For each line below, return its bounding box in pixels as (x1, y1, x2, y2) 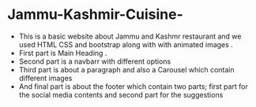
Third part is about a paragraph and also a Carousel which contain (18, 65, 235, 74)
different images (18, 73, 73, 83)
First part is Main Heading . (18, 48, 107, 57)
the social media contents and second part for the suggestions (18, 90, 224, 99)
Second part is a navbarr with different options (18, 57, 171, 66)
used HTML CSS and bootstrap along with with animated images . (18, 39, 234, 49)
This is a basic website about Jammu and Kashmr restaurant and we (18, 31, 242, 41)
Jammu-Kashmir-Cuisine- (7, 6, 183, 24)
